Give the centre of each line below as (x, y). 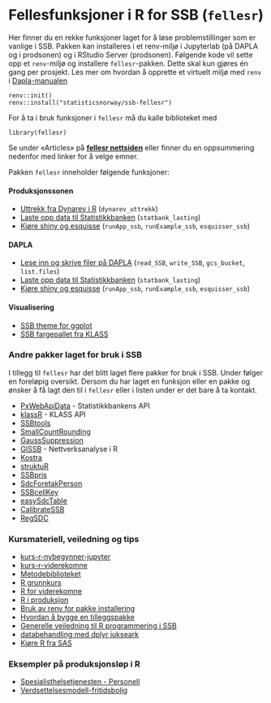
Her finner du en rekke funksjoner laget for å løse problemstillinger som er (132, 37)
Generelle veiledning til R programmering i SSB (98, 626)
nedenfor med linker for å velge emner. (73, 156)
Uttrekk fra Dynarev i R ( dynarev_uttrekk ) (89, 209)
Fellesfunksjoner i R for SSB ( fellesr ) (136, 15)
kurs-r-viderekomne (54, 566)
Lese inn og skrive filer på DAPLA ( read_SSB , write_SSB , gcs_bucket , (132, 263)
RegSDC (34, 518)
